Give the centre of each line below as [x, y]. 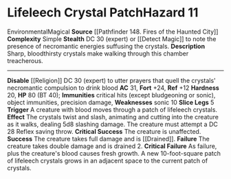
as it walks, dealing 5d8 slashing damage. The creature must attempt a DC [112, 124]
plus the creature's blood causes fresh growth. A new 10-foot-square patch [114, 153]
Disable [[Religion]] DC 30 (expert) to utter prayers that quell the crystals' [111, 80]
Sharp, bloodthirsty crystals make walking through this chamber [98, 53]
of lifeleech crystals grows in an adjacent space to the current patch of [108, 160]
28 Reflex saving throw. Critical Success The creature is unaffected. [104, 131]
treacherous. [25, 60]
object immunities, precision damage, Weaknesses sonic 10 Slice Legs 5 [111, 102]
